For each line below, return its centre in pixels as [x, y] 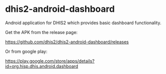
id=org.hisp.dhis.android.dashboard [42, 66]
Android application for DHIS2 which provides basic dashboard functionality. [83, 23]
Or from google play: [26, 51]
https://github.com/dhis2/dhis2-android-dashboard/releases [67, 42]
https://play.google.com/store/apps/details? [50, 61]
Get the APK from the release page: [41, 32]
